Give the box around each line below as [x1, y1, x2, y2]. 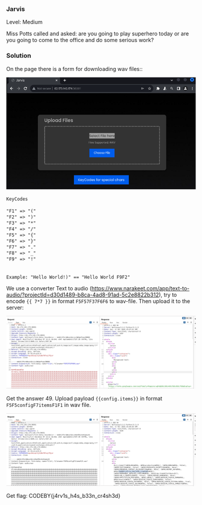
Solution [6, 52, 32, 60]
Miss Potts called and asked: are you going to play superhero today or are [6, 30, 189, 37]
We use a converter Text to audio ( [6, 284, 92, 292]
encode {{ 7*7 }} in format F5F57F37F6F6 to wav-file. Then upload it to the [6, 297, 191, 305]
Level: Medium [6, 19, 43, 26]
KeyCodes [6, 196, 28, 202]
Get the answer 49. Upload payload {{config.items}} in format [6, 394, 162, 402]
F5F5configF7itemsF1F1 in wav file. [6, 401, 91, 408]
